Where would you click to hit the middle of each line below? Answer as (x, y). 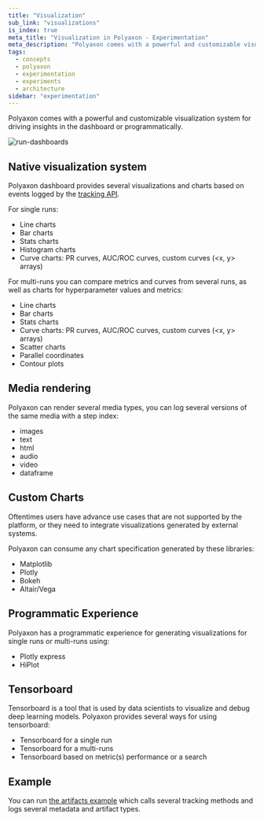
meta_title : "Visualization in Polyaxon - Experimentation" (109, 37)
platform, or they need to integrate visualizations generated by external (123, 525)
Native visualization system (77, 166)
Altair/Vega (38, 589)
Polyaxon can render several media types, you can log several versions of (128, 407)
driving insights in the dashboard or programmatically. (95, 127)
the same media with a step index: (64, 416)
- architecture (40, 89)
